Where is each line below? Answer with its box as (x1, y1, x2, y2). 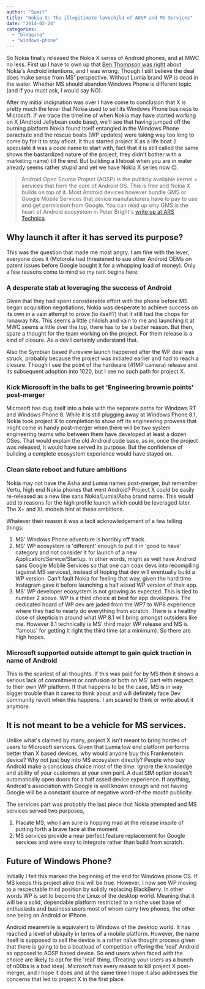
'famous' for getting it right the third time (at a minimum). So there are (15, 626, 191, 634)
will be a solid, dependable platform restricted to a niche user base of (6, 898, 182, 906)
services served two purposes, (6, 807, 84, 814)
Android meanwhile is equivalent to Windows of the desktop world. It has (6, 923, 191, 931)
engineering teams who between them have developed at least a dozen (6, 431, 187, 438)
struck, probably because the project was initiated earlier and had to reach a (6, 355, 199, 362)
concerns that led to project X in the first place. (6, 975, 125, 983)
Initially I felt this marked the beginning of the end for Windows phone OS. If (6, 872, 198, 879)
